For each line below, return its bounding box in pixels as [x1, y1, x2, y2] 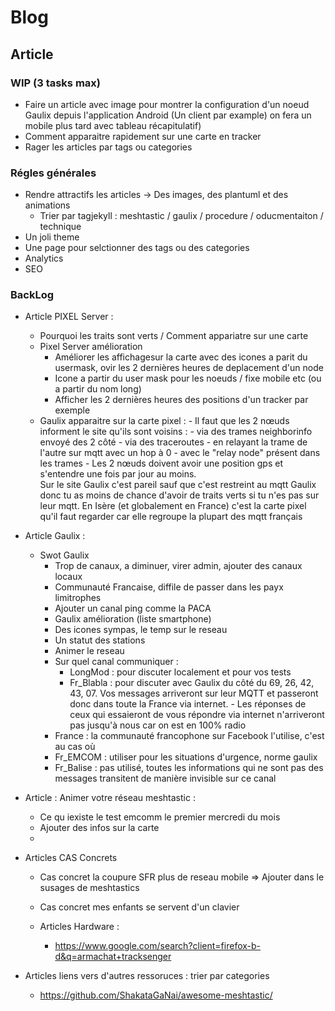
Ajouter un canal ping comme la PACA [54, 602, 212, 615]
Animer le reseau [54, 645, 125, 657]
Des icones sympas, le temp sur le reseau [54, 624, 228, 636]
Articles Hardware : [39, 921, 120, 933]
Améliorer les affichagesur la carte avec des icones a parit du [54, 351, 308, 363]
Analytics [24, 252, 64, 265]
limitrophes [54, 592, 102, 604]
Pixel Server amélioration [39, 341, 143, 353]
